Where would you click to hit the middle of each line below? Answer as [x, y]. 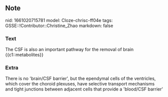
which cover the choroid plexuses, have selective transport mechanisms [80, 84]
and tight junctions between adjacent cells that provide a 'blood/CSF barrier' [84, 89]
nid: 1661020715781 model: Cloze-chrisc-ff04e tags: [59, 20]
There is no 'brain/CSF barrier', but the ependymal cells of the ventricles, [80, 78]
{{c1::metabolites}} [24, 55]
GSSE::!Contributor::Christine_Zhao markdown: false [59, 25]
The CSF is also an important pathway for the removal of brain [69, 49]
